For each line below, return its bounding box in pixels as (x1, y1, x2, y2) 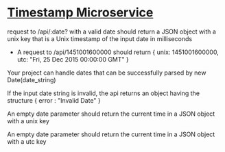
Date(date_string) (7, 75, 56, 84)
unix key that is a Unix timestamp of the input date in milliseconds (7, 34, 193, 42)
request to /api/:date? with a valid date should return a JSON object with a (7, 27, 216, 36)
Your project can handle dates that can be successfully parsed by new (7, 68, 206, 77)
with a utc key (7, 137, 47, 145)
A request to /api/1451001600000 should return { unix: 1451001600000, (16, 48, 220, 56)
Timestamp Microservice (7, 5, 154, 21)
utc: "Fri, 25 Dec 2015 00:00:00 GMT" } (16, 55, 129, 63)
